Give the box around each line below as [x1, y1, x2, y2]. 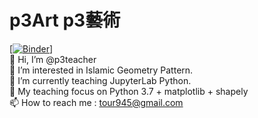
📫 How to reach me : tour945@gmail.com [9, 96, 184, 108]
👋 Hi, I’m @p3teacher [9, 53, 97, 65]
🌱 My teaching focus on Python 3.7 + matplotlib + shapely [9, 85, 249, 97]
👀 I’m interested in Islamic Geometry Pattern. [9, 64, 194, 76]
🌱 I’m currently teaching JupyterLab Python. [9, 74, 192, 86]
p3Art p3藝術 [9, 9, 121, 32]
